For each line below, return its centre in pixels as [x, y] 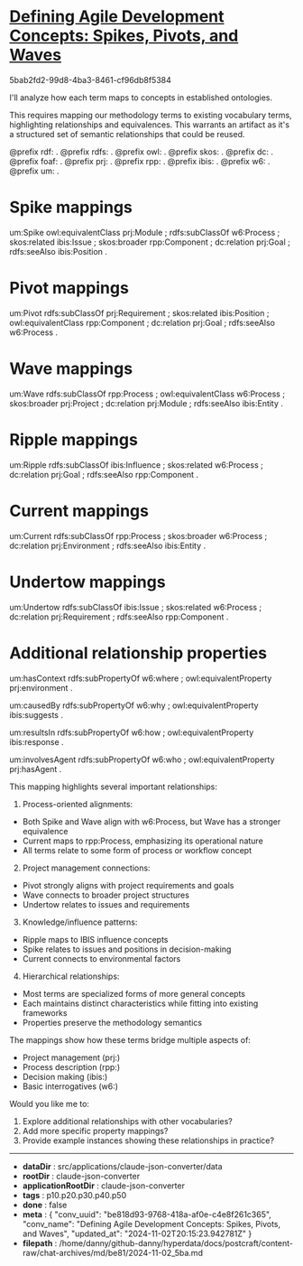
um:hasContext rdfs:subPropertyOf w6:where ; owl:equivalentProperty [141, 678]
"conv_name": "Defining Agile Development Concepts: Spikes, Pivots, [151, 1224]
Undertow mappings [87, 582]
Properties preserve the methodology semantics [112, 1022]
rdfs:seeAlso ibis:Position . [59, 251]
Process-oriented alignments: [78, 804]
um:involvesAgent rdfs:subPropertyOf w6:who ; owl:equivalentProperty [142, 759]
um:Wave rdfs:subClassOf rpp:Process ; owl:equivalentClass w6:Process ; [147, 394]
